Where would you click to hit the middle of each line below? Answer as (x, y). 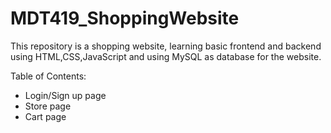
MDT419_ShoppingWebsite (125, 18)
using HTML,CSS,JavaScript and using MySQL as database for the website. (166, 56)
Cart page (45, 116)
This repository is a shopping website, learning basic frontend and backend (166, 46)
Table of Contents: (48, 76)
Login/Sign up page (65, 95)
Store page (48, 106)
